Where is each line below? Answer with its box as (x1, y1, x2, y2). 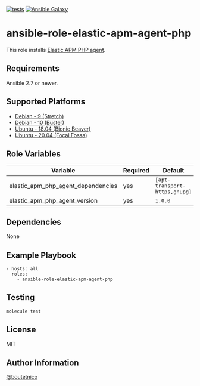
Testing (6, 292, 35, 302)
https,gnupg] (155, 189, 192, 195)
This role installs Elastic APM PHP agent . (6, 46, 106, 53)
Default (162, 166, 185, 175)
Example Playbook (6, 250, 76, 260)
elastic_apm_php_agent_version (9, 197, 98, 205)
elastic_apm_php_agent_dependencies (9, 182, 118, 190)
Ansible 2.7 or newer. (6, 79, 58, 87)
